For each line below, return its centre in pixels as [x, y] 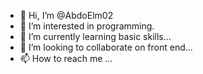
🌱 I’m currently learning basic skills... [95, 36]
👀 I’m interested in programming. [87, 26]
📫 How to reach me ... [66, 58]
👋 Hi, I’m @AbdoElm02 [66, 15]
